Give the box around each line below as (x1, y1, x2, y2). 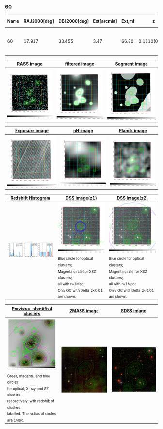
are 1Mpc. (7, 418, 24, 423)
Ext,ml (121, 18, 135, 24)
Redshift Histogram (10, 195, 51, 201)
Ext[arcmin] (93, 18, 117, 24)
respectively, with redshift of (7, 399, 55, 404)
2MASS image (69, 308, 99, 314)
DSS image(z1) (65, 195, 97, 201)
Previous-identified (11, 305, 52, 311)
